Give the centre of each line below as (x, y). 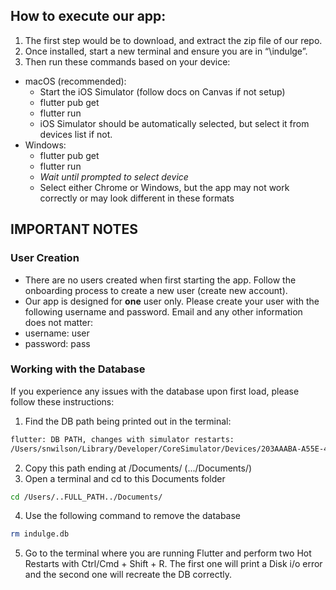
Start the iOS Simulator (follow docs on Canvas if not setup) (162, 91)
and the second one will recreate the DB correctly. (128, 575)
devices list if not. (76, 134)
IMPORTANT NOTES (74, 229)
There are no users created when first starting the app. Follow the (160, 280)
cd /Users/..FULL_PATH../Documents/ (86, 497)
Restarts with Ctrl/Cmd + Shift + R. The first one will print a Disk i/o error (173, 564)
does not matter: (59, 322)
